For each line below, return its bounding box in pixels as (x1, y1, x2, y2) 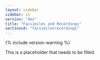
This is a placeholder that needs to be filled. (5, 49, 95, 55)
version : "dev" (5, 16, 37, 21)
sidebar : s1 (5, 12, 30, 17)
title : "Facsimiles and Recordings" (5, 21, 81, 26)
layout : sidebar (5, 7, 39, 12)
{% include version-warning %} (5, 39, 70, 45)
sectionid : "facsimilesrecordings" (5, 26, 79, 31)
